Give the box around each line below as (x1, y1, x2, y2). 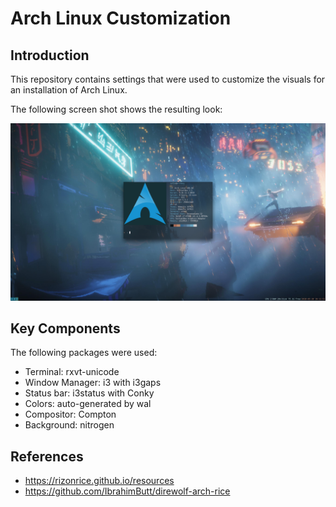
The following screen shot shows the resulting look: (10, 103, 223, 115)
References (10, 448, 84, 465)
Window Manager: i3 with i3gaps (24, 377, 162, 389)
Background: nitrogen (24, 419, 115, 431)
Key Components (10, 320, 121, 337)
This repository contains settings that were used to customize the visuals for (10, 73, 326, 85)
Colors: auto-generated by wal (24, 398, 152, 410)
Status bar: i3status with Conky (24, 387, 155, 399)
